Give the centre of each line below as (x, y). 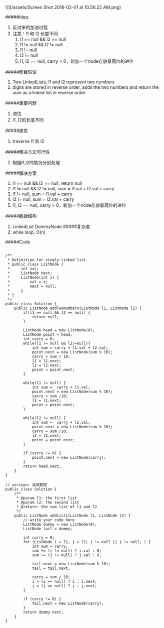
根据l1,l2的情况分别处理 (36, 162)
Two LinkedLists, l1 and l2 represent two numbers (63, 82)
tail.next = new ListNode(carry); (68, 603)
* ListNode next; (30, 273)
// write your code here (49, 520)
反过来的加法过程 (30, 27)
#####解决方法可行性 (27, 152)
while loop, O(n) (29, 232)
